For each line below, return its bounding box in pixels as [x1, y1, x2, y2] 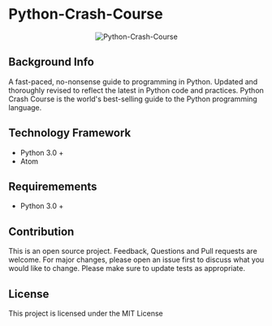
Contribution [8, 225, 75, 238]
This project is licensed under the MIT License [8, 309, 164, 318]
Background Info [8, 55, 95, 69]
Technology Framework [8, 127, 132, 140]
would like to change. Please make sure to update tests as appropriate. [8, 264, 246, 273]
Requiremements [8, 179, 97, 193]
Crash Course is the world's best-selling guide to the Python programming [8, 94, 257, 104]
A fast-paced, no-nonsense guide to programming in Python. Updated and [8, 76, 258, 86]
